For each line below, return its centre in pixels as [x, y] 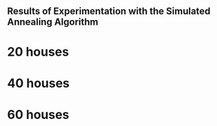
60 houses [38, 115]
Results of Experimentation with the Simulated [109, 11]
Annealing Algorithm [53, 22]
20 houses [38, 52]
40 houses [39, 83]
